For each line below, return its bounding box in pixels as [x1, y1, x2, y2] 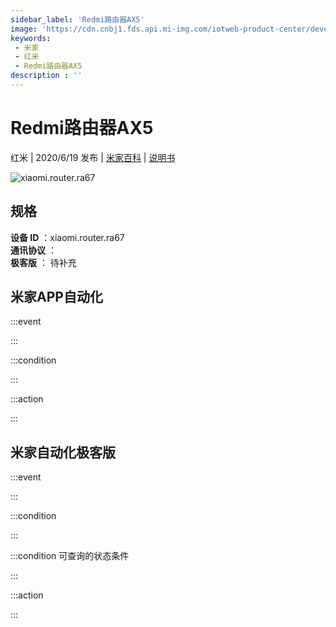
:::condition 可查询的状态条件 [10, 550, 130, 562]
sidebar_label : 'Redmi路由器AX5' [10, 14, 145, 25]
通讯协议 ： [10, 244, 57, 256]
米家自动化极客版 [10, 444, 116, 461]
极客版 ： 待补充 [10, 256, 77, 268]
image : [10, 24, 38, 34]
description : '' [10, 71, 83, 81]
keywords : [10, 33, 52, 43]
